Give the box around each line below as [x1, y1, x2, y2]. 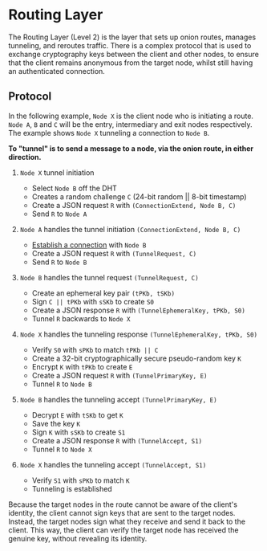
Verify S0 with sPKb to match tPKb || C [31, 345, 159, 354]
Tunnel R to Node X [31, 444, 92, 454]
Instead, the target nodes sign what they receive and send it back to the [8, 516, 246, 526]
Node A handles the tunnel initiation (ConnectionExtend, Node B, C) [19, 224, 241, 234]
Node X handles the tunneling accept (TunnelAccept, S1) [19, 459, 207, 469]
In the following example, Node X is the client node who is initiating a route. [8, 111, 254, 120]
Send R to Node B [31, 257, 87, 267]
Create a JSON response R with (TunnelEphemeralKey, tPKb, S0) [31, 305, 246, 315]
